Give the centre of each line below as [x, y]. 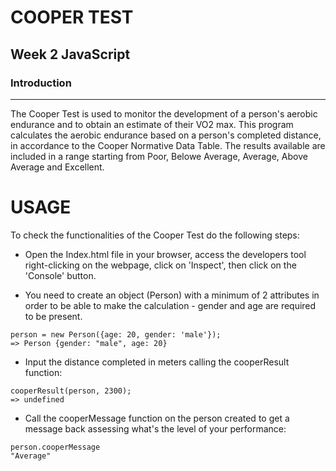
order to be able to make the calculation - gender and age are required [170, 305]
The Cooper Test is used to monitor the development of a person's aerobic [164, 113]
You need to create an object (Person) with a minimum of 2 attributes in [172, 295]
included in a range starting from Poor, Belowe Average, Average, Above [159, 156]
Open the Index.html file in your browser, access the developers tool [165, 254]
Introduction [41, 83]
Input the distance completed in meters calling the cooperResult [157, 362]
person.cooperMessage [55, 447]
